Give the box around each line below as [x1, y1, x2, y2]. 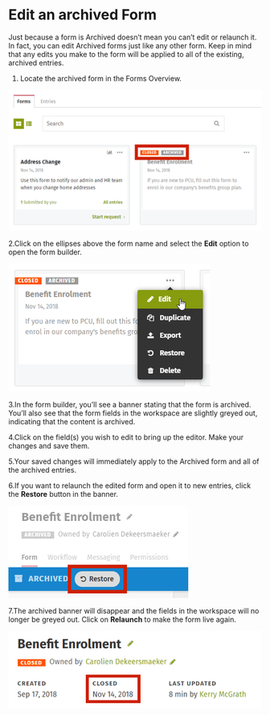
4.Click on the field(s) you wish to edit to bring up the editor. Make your [8, 432, 244, 442]
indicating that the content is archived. [8, 416, 136, 426]
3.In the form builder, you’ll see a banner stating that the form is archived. [8, 399, 252, 409]
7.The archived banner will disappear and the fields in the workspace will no [8, 605, 260, 615]
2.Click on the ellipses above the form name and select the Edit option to [8, 238, 249, 248]
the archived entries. [8, 465, 77, 474]
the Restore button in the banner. [8, 489, 119, 498]
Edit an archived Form [8, 6, 157, 24]
